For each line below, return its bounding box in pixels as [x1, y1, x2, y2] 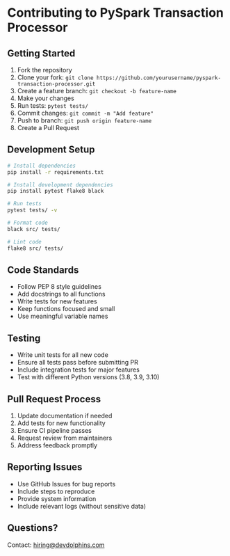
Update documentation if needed [17, 412, 113, 420]
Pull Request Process [7, 393, 101, 405]
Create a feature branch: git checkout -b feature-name [17, 87, 177, 95]
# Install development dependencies [7, 181, 113, 189]
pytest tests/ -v [7, 207, 58, 214]
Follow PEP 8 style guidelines [17, 283, 102, 291]
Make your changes [17, 94, 74, 102]
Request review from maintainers [17, 434, 113, 442]
